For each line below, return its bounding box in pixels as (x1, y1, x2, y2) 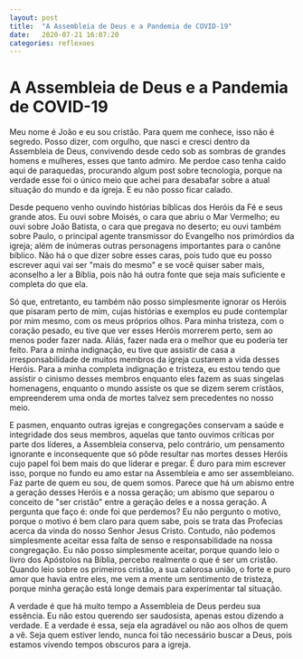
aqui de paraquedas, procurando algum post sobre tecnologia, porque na (9, 165, 283, 177)
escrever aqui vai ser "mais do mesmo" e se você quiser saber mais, (9, 260, 265, 271)
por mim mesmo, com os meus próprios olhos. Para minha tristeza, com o (9, 316, 285, 327)
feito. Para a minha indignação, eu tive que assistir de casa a (9, 345, 235, 356)
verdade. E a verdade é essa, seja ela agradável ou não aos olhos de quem (9, 620, 289, 631)
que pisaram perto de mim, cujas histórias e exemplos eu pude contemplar (9, 306, 288, 317)
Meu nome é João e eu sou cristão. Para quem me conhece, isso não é (9, 127, 275, 138)
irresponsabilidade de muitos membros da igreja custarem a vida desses (9, 354, 280, 365)
